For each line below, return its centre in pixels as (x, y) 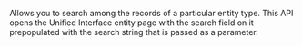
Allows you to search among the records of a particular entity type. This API (151, 13)
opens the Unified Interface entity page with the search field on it (131, 23)
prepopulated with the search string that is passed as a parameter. (134, 32)
